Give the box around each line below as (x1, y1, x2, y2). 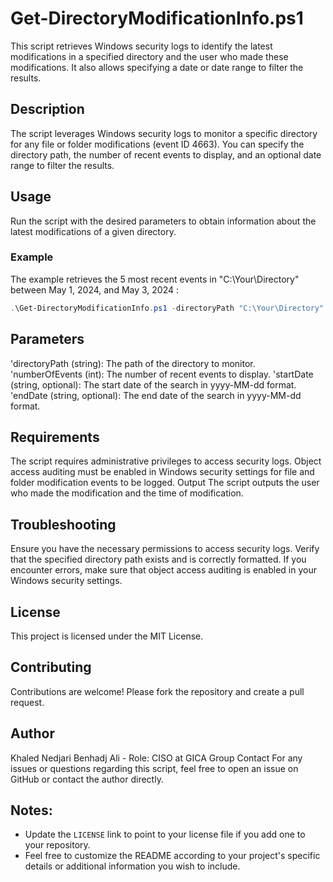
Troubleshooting (10, 516, 117, 533)
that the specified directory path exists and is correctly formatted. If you (10, 553, 307, 566)
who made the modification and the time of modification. (10, 487, 244, 499)
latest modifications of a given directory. (10, 225, 177, 237)
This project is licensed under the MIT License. (10, 630, 204, 642)
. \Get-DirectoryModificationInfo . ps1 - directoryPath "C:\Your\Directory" (10, 303, 325, 313)
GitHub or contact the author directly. (10, 773, 164, 785)
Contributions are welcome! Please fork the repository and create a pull (10, 685, 305, 697)
